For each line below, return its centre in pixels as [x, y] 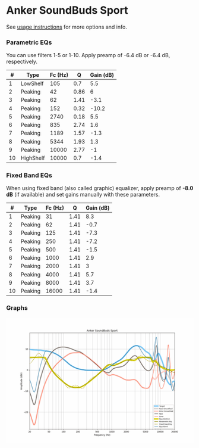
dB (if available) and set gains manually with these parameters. [83, 195]
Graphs [17, 308]
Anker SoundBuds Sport [67, 10]
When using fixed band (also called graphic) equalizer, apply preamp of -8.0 [100, 188]
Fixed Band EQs [29, 175]
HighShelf [33, 158]
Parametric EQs [29, 42]
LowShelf [32, 83]
